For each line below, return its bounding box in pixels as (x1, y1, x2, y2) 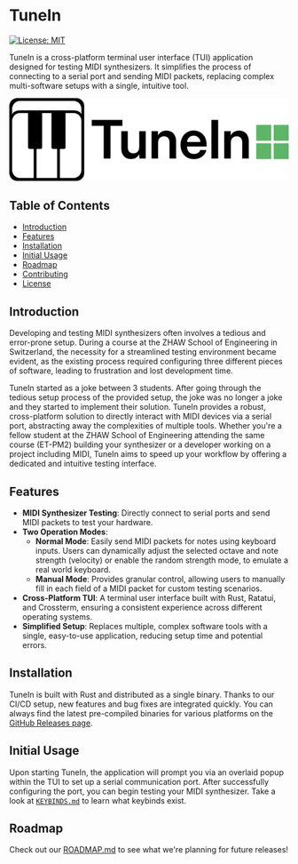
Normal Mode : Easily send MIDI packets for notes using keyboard (35, 536, 277, 547)
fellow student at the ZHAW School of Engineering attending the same (9, 430, 265, 441)
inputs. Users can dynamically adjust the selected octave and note (35, 546, 279, 556)
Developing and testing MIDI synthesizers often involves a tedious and (9, 328, 266, 339)
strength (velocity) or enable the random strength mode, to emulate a (35, 555, 289, 565)
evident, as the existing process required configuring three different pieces (9, 356, 283, 367)
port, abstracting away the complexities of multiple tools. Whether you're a (9, 420, 282, 431)
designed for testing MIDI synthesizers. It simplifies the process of (9, 61, 252, 72)
